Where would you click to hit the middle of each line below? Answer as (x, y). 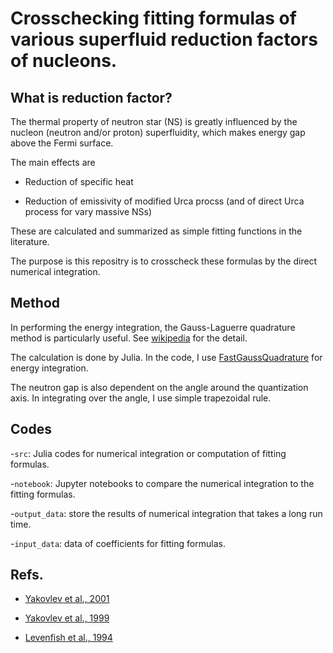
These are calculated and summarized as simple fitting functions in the (156, 231)
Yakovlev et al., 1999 (67, 618)
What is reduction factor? (91, 97)
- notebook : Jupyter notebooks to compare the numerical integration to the (162, 483)
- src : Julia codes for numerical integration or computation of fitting (148, 453)
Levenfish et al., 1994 (68, 638)
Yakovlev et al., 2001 (67, 599)
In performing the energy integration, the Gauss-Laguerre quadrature (153, 327)
